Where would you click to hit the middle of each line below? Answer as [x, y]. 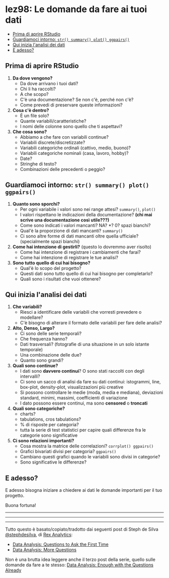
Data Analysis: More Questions [45, 550]
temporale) [31, 350]
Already [13, 570]
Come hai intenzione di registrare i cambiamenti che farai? [80, 252]
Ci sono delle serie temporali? [51, 333]
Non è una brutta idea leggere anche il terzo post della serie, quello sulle [80, 560]
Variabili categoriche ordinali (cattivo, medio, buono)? [75, 148]
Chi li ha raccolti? [38, 89]
